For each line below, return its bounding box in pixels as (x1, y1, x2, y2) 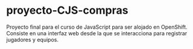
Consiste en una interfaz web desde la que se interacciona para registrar (6, 29, 188, 36)
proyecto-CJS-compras (6, 4, 128, 17)
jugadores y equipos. (6, 36, 59, 43)
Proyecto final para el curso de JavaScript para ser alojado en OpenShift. (6, 23, 188, 30)
